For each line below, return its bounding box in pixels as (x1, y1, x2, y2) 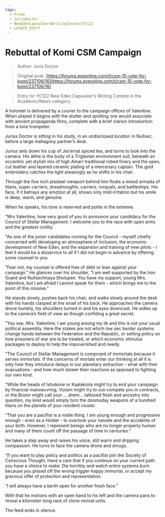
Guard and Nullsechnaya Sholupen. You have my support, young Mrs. (5, 275, 147, 281)
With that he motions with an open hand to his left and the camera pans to (5, 493, 155, 499)
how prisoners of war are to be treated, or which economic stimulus (5, 336, 143, 342)
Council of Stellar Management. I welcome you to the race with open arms (5, 219, 156, 225)
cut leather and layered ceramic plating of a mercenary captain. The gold (5, 164, 154, 170)
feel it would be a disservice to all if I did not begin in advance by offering (5, 249, 154, 255)
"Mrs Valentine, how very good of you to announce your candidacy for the (5, 214, 156, 220)
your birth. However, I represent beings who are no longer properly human (5, 423, 156, 428)
